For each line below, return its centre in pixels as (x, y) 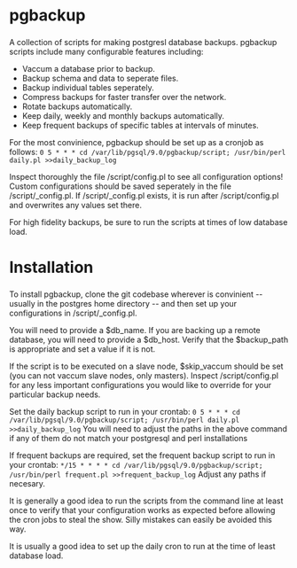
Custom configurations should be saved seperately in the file (121, 186)
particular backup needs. (55, 394)
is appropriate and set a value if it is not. (82, 349)
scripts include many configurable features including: (106, 52)
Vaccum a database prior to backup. (88, 69)
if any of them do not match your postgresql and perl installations (129, 439)
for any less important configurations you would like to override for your (141, 385)
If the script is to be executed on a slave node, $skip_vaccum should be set (146, 366)
